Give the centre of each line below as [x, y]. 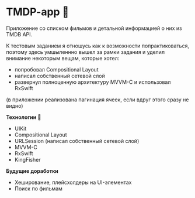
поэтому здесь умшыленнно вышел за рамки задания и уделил [86, 52]
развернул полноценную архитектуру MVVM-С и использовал [93, 82]
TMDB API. [19, 34]
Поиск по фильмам [39, 188]
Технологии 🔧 [24, 117]
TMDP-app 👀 [38, 12]
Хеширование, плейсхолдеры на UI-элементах [73, 182]
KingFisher [27, 159]
